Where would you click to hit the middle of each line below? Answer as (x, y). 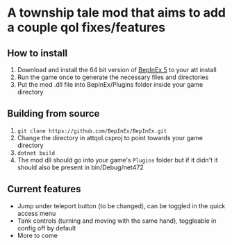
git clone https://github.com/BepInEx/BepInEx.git (92, 131)
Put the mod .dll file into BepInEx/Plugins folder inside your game (110, 84)
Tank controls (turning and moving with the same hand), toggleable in (117, 221)
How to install (38, 53)
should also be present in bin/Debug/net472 (80, 167)
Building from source (53, 113)
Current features (44, 189)
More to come (37, 235)
